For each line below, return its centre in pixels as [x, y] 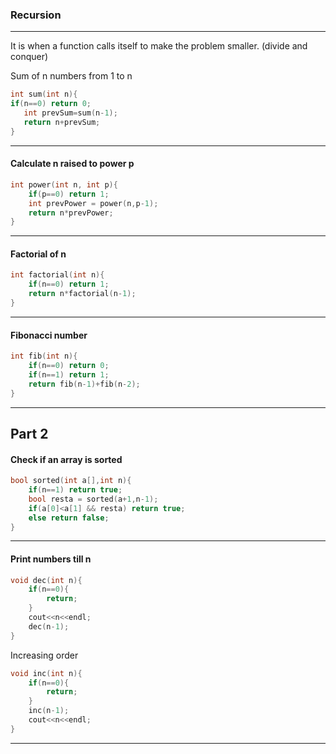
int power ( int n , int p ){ [64, 184]
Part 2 [29, 433]
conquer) [29, 57]
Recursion [36, 15]
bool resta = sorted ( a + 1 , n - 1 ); [93, 499]
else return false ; [69, 518]
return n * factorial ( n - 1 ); [82, 294]
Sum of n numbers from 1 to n [71, 76]
